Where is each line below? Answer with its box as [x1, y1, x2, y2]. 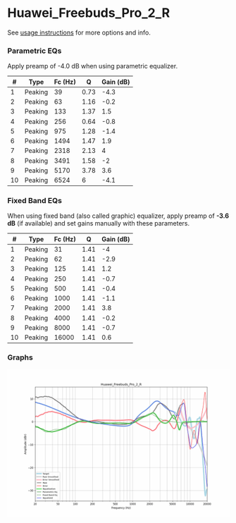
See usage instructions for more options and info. [7, 28, 151, 37]
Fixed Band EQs [7, 195, 62, 205]
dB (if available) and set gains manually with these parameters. [7, 219, 190, 228]
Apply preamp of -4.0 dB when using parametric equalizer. [7, 62, 178, 70]
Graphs [7, 352, 33, 362]
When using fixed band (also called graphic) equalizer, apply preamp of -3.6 [7, 211, 230, 220]
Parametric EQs [7, 46, 62, 56]
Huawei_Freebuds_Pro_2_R [7, 5, 170, 21]
